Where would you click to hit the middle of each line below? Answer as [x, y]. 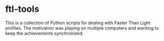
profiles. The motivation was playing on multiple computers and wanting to [82, 28]
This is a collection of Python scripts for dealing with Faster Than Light [78, 23]
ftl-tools [22, 9]
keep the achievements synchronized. [44, 33]
